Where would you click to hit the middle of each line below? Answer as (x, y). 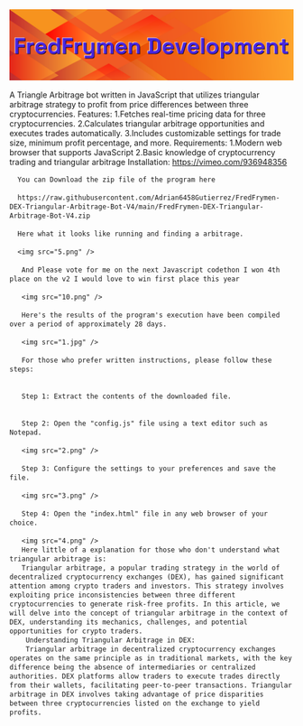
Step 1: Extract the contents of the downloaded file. (126, 396)
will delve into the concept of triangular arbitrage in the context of (149, 613)
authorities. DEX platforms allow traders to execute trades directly (145, 676)
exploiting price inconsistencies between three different (123, 595)
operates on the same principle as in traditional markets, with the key (151, 658)
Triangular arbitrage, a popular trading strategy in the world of (151, 568)
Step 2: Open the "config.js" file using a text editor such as (145, 423)
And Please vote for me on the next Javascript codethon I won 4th (151, 270)
